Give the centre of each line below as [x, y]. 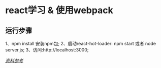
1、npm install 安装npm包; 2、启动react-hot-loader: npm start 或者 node [81, 44]
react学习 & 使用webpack [59, 10]
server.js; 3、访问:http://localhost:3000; [47, 50]
